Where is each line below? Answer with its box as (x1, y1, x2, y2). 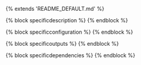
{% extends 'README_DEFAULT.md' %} (5, 5, 104, 12)
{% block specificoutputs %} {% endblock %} (5, 40, 119, 47)
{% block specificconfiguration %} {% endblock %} (5, 28, 133, 36)
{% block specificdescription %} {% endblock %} (5, 17, 128, 23)
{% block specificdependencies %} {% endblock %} (5, 52, 136, 59)
